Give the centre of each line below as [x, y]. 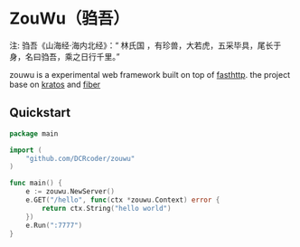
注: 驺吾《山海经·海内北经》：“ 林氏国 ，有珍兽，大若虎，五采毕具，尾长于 [145, 45]
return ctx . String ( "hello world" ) [107, 208]
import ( [26, 150]
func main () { [36, 183]
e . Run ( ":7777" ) [54, 225]
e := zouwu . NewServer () [70, 192]
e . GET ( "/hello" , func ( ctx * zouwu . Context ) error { [123, 200]
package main [34, 133]
